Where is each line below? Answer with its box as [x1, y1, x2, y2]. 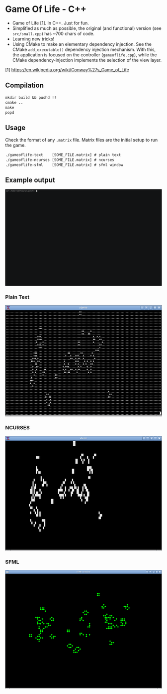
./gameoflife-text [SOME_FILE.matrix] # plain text [5, 152, 121, 158]
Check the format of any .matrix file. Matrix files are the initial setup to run [5, 137, 158, 143]
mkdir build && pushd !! [5, 95, 57, 100]
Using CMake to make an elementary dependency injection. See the [12, 41, 152, 47]
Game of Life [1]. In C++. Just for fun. [12, 20, 89, 26]
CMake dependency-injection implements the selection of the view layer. [12, 57, 162, 63]
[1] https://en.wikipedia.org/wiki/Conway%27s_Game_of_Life [5, 66, 129, 73]
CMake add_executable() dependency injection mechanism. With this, [12, 46, 156, 52]
